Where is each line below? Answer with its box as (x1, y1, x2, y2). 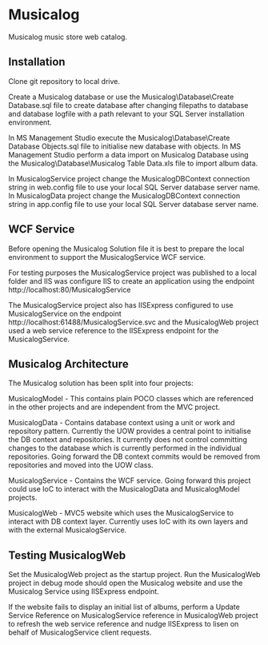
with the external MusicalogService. (8, 525, 127, 535)
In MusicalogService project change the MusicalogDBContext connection (8, 173, 250, 183)
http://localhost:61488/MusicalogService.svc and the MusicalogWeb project (8, 317, 259, 327)
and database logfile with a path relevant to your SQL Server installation (8, 109, 246, 118)
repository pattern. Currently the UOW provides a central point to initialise (8, 426, 252, 436)
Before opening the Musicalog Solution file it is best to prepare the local (8, 244, 245, 253)
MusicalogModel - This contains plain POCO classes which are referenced (8, 394, 254, 404)
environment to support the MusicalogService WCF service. (8, 252, 206, 261)
